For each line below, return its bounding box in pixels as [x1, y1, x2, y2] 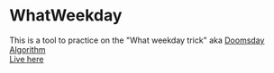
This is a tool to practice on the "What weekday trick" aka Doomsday [9, 35, 265, 45]
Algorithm [9, 44, 46, 54]
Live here [9, 53, 44, 64]
